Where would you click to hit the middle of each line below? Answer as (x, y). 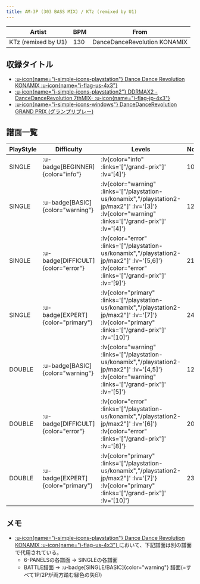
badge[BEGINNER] (69, 167)
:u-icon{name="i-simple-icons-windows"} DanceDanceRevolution (96, 104)
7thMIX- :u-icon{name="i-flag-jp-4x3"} (122, 98)
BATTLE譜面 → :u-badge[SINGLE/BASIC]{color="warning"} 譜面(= (105, 567)
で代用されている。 (38, 552)
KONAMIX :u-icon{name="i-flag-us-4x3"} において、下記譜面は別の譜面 (103, 545)
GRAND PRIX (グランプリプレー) (54, 111)
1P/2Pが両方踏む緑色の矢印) (68, 575)
